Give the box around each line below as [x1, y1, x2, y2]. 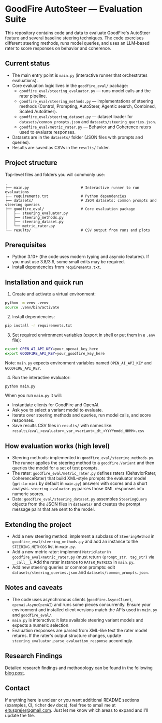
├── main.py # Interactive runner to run [5, 185, 139, 190]
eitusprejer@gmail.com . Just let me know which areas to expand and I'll [5, 707, 148, 713]
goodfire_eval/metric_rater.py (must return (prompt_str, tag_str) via [12, 554, 155, 560]
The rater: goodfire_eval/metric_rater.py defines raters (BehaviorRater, [12, 470, 157, 476]
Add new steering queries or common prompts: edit [12, 565, 115, 570]
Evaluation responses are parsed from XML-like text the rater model [12, 627, 147, 633]
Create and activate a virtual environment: [12, 291, 96, 297]
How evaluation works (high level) [5, 442, 110, 450]
